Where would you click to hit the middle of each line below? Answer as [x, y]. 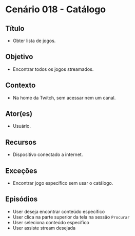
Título [15, 28]
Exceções [21, 171]
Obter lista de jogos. [34, 41]
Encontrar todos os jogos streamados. [53, 69]
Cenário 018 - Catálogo [56, 9]
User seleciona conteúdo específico [51, 222]
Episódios [21, 199]
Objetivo [19, 57]
